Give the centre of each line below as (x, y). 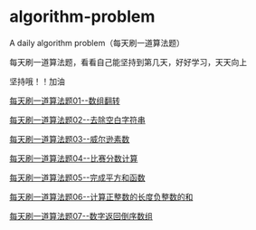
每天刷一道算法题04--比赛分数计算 (74, 158)
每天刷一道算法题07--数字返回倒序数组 (81, 216)
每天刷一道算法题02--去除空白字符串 (78, 120)
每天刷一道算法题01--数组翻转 (65, 101)
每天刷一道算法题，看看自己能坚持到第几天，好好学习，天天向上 (128, 62)
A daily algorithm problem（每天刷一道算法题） (97, 43)
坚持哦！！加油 (37, 81)
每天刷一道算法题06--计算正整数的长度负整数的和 (101, 196)
